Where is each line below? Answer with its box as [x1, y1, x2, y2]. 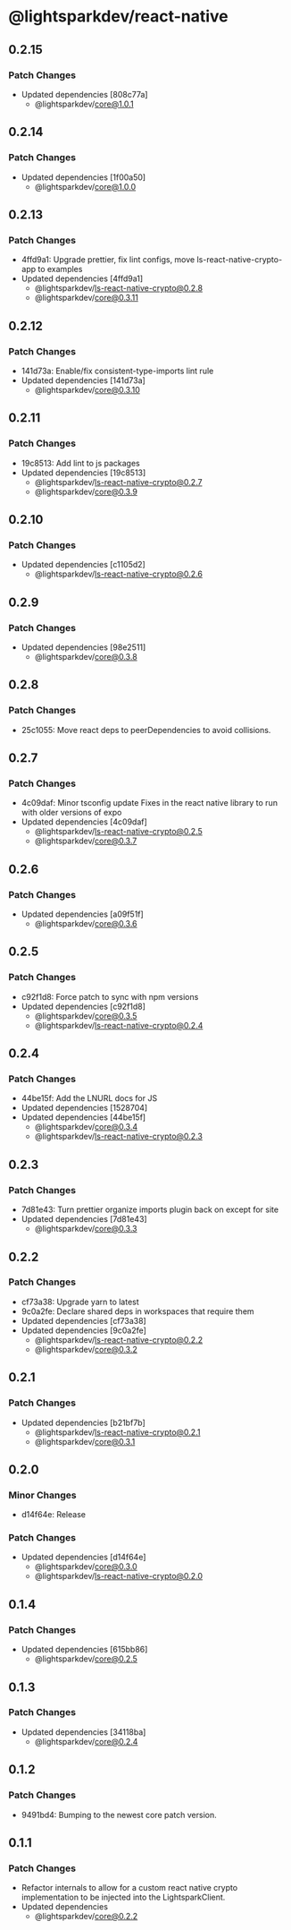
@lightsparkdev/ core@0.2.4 [34, 1736, 138, 1746]
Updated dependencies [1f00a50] [21, 172, 146, 183]
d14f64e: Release [21, 1509, 87, 1520]
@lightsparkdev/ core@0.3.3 [34, 1224, 137, 1234]
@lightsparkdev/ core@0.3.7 [34, 835, 137, 847]
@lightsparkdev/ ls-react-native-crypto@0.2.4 [34, 1020, 204, 1030]
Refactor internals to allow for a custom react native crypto [21, 1883, 238, 1893]
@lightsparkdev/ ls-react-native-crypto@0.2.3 [34, 1131, 203, 1142]
